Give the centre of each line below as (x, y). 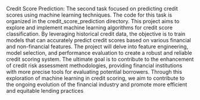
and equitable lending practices (45, 91)
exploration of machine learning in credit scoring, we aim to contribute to (96, 78)
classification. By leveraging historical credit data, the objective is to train (96, 34)
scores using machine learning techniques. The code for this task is (89, 15)
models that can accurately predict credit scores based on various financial (99, 40)
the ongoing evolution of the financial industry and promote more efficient (97, 85)
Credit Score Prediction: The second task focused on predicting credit (92, 9)
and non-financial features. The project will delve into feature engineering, (97, 46)
